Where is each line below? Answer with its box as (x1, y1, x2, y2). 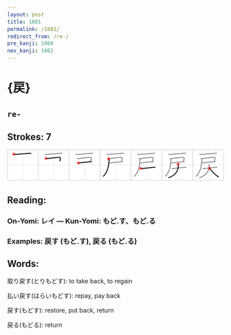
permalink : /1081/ (7, 25, 60, 32)
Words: (7, 258, 39, 270)
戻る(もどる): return (7, 321, 63, 329)
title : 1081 (7, 18, 41, 25)
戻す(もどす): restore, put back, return (7, 306, 114, 314)
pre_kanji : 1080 (7, 40, 54, 47)
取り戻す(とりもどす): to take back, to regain (7, 277, 133, 285)
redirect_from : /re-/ (7, 33, 69, 40)
